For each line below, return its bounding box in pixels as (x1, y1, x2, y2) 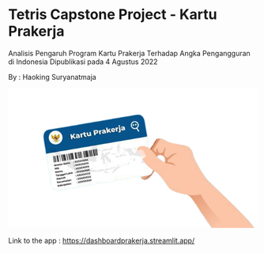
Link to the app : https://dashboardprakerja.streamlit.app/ (8, 236, 195, 246)
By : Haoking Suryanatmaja (8, 72, 96, 81)
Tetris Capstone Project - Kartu (8, 6, 217, 24)
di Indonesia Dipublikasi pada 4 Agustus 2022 (8, 57, 158, 66)
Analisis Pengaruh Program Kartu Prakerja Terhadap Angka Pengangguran (8, 48, 251, 58)
